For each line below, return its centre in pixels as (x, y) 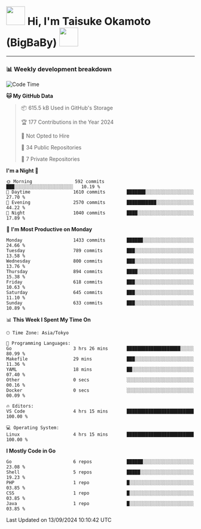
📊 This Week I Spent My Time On (48, 320)
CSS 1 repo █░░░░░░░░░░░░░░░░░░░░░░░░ (100, 493)
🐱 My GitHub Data (30, 96)
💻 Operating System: (33, 428)
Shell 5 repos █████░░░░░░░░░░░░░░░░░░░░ (100, 472)
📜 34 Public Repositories (51, 148)
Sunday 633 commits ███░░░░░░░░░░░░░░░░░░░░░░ (100, 303)
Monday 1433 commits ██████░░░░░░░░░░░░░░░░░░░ (100, 240)
